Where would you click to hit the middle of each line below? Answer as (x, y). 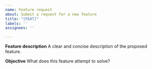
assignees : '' (20, 28)
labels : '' (16, 23)
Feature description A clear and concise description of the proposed (76, 46)
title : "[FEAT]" (22, 19)
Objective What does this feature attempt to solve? (58, 61)
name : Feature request (29, 10)
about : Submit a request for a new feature (51, 14)
